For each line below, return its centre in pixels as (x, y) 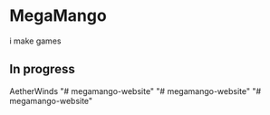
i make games (35, 41)
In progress (42, 69)
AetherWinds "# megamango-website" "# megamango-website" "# (135, 91)
